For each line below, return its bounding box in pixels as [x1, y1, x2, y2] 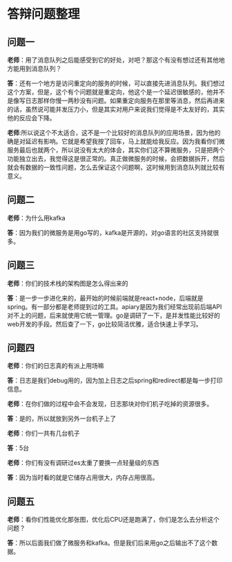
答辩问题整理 [7, 6, 81, 22]
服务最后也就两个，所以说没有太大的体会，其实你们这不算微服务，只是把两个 [7, 146, 225, 154]
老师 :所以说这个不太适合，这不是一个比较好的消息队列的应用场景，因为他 [7, 129, 215, 137]
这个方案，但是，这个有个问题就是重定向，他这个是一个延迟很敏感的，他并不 [7, 88, 225, 96]
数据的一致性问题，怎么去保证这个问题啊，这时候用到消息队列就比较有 [25, 164, 225, 171]
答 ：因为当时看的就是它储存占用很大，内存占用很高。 [7, 473, 159, 482]
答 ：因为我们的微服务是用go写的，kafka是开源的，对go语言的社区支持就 [7, 228, 213, 236]
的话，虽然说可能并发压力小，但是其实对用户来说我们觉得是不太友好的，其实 [7, 105, 225, 113]
